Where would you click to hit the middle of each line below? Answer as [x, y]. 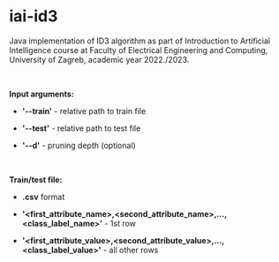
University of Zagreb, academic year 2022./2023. [99, 59]
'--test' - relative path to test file [81, 128]
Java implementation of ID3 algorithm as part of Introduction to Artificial [140, 41]
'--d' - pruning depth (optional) [79, 145]
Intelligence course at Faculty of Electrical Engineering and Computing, [139, 50]
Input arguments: [42, 94]
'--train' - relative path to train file [84, 111]
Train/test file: [36, 180]
